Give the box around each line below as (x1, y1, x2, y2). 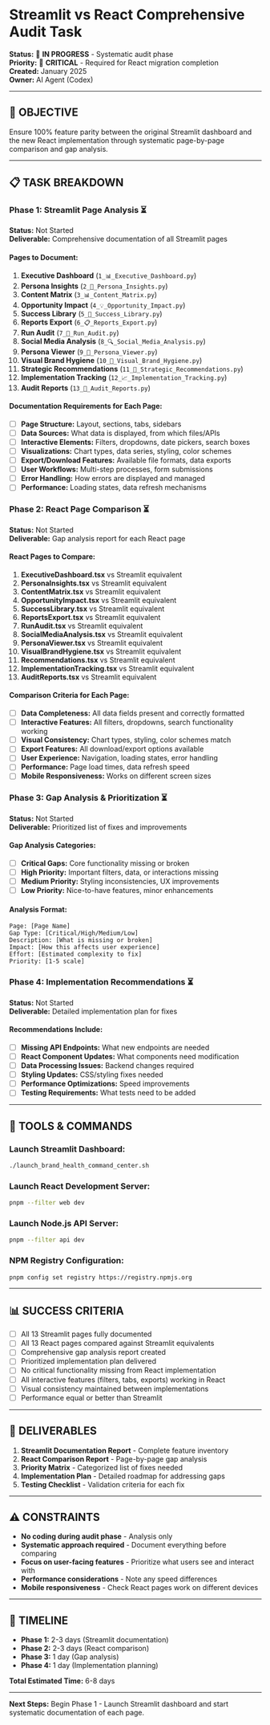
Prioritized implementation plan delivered (20, 1356, 157, 1366)
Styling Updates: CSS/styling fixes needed (20, 1070, 163, 1079)
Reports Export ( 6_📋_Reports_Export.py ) (20, 317, 158, 327)
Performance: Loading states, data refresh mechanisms (20, 483, 207, 492)
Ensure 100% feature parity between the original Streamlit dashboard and (9, 127, 252, 137)
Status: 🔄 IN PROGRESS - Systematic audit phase (9, 49, 174, 59)
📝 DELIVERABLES (9, 1424, 97, 1438)
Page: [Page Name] (9, 922, 71, 931)
